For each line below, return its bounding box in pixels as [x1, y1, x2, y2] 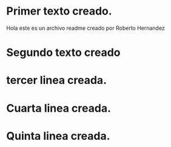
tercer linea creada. [6, 73, 107, 87]
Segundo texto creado [6, 46, 121, 60]
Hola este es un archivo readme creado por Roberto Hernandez [6, 24, 165, 32]
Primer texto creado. [6, 4, 112, 18]
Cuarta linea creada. [6, 101, 111, 115]
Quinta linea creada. [6, 129, 110, 143]
